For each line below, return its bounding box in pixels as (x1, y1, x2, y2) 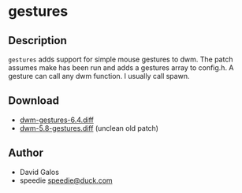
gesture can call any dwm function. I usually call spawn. (8, 72, 190, 80)
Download (8, 94, 59, 108)
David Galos (19, 167, 59, 176)
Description (8, 34, 67, 47)
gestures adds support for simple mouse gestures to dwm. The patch (8, 54, 233, 64)
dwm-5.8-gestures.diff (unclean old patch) (19, 123, 159, 132)
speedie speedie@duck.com (19, 176, 113, 185)
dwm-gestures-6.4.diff (19, 115, 95, 124)
